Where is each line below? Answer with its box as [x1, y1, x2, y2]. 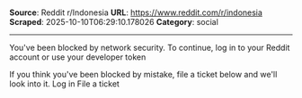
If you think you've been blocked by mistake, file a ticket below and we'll [9, 69, 278, 80]
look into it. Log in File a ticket [9, 78, 120, 89]
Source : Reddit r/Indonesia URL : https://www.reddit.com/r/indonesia [9, 7, 263, 18]
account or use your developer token [9, 52, 147, 62]
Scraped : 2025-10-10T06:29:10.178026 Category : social [9, 17, 218, 28]
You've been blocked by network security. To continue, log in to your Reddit [9, 43, 290, 53]
